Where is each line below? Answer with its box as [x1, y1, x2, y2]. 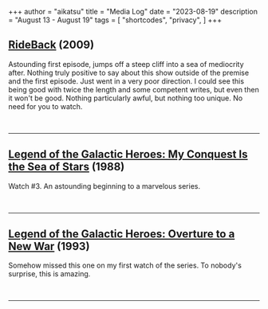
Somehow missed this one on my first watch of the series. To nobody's [8, 260, 242, 270]
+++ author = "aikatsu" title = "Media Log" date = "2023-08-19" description [8, 7, 258, 16]
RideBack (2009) [8, 38, 94, 52]
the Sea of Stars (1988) [8, 160, 125, 174]
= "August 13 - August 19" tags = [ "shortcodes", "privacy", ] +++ [8, 15, 222, 25]
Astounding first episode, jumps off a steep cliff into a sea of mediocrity [8, 59, 245, 68]
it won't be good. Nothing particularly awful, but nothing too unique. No [8, 93, 243, 103]
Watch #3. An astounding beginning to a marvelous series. [8, 181, 201, 190]
